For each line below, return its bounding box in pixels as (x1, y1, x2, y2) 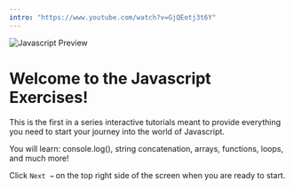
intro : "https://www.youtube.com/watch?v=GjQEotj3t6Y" (9, 12, 217, 22)
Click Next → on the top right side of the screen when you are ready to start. (9, 169, 286, 180)
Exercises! (9, 87, 89, 107)
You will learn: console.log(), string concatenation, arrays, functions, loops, (9, 143, 284, 154)
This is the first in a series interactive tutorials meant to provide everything (9, 116, 282, 127)
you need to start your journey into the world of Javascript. (9, 126, 225, 137)
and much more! (9, 153, 69, 163)
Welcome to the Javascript (9, 68, 211, 89)
